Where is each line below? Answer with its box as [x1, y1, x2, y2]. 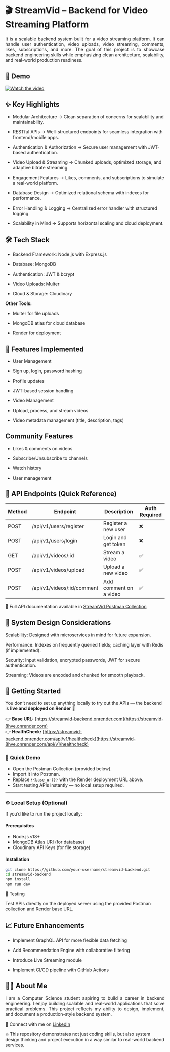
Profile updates [12, 378, 45, 384]
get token [103, 540, 126, 548]
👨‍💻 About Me [5, 981, 48, 990]
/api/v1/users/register [32, 523, 84, 530]
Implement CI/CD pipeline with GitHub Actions [12, 967, 109, 973]
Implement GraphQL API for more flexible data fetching [12, 937, 127, 943]
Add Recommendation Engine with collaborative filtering [12, 947, 130, 953]
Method [8, 507, 27, 515]
